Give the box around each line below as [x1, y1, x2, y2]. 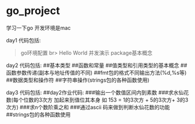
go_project [6, 4, 60, 18]
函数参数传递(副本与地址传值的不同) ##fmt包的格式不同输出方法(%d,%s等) [6, 69, 187, 76]
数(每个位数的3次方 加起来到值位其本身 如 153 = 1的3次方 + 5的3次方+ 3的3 [6, 96, 189, 103]
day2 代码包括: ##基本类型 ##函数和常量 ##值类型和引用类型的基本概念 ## [6, 62, 187, 69]
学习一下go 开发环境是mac [6, 24, 71, 31]
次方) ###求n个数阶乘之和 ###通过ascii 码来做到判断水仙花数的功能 [6, 103, 170, 110]
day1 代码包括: [6, 36, 41, 43]
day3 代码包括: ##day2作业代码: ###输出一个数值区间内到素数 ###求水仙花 [6, 89, 190, 96]
